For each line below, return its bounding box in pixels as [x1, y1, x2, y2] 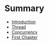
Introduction [11, 19, 36, 25]
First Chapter [11, 34, 38, 40]
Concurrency [11, 29, 38, 35]
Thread [11, 24, 26, 30]
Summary [4, 3, 44, 14]
